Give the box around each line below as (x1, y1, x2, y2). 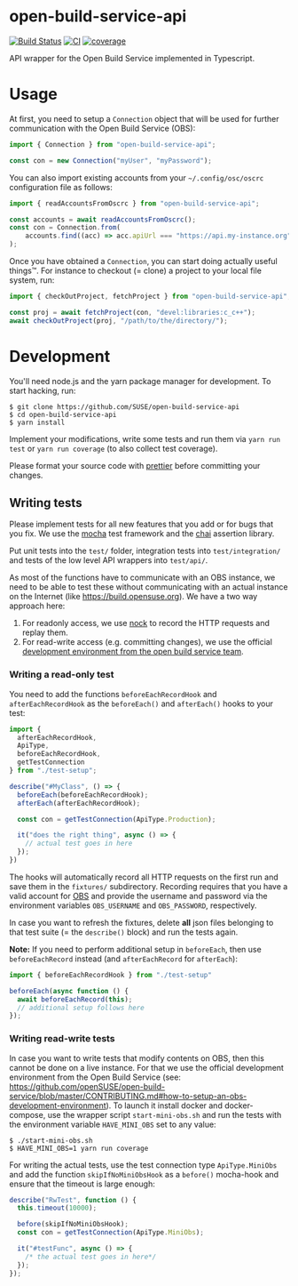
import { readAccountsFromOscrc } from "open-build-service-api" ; (9, 198, 260, 208)
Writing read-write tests (9, 1033, 115, 1045)
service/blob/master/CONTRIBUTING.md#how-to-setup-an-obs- (9, 1090, 247, 1101)
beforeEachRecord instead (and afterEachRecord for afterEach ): (9, 953, 238, 964)
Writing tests (9, 495, 82, 510)
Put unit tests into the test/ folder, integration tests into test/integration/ (9, 545, 281, 557)
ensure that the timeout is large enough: (9, 1178, 155, 1189)
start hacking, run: (9, 385, 76, 396)
